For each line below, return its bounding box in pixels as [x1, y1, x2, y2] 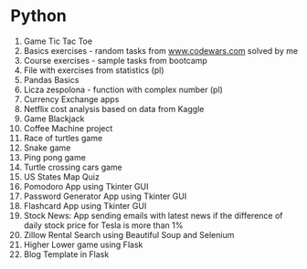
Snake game [23, 142, 71, 153]
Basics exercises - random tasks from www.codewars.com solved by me [23, 45, 299, 56]
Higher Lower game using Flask [23, 239, 143, 250]
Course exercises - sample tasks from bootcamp [23, 55, 208, 66]
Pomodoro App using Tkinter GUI [23, 181, 149, 191]
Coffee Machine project [23, 122, 113, 133]
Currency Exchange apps [23, 93, 120, 105]
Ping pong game [23, 151, 86, 162]
